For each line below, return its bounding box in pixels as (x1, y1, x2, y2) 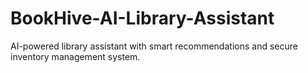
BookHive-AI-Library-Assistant (10, 7, 275, 30)
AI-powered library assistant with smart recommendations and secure (10, 40, 298, 52)
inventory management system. (10, 50, 141, 62)
